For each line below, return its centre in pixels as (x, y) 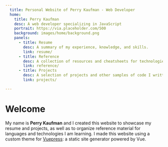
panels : (22, 38)
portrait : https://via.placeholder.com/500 (60, 29)
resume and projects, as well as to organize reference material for (73, 128)
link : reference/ (41, 66)
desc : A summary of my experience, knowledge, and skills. (86, 47)
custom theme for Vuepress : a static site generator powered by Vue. (76, 139)
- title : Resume (35, 43)
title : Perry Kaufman (36, 19)
